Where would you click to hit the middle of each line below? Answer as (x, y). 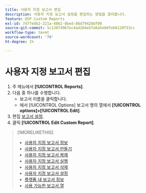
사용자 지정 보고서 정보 (46, 142)
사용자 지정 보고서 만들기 (48, 149)
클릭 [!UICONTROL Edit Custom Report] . (53, 122)
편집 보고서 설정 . (28, 116)
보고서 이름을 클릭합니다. (43, 98)
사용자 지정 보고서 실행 (46, 161)
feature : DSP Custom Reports (35, 19)
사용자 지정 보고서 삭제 (46, 167)
